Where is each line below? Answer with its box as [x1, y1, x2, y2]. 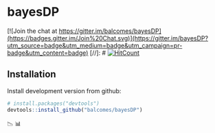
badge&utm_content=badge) [7, 49, 89, 57]
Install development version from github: [7, 86, 122, 95]
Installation [7, 69, 56, 80]
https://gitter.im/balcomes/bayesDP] [58, 27, 161, 35]
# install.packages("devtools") [7, 100, 100, 107]
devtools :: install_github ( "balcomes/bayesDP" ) [7, 106, 143, 113]
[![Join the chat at [7, 27, 58, 35]
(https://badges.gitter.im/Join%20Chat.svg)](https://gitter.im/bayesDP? [7, 34, 208, 42]
